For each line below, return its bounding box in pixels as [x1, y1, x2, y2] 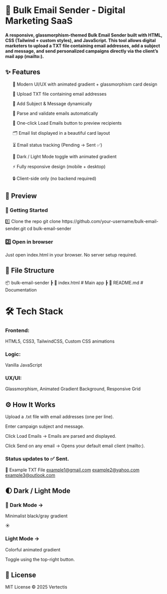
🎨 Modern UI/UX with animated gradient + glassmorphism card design [12, 81, 157, 87]
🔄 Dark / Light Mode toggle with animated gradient [12, 153, 116, 159]
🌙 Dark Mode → [5, 501, 43, 508]
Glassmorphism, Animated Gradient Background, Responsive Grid [5, 386, 141, 392]
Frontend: [5, 327, 30, 334]
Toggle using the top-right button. [5, 556, 75, 562]
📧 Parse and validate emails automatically [12, 110, 98, 116]
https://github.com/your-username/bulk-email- [61, 218, 158, 224]
